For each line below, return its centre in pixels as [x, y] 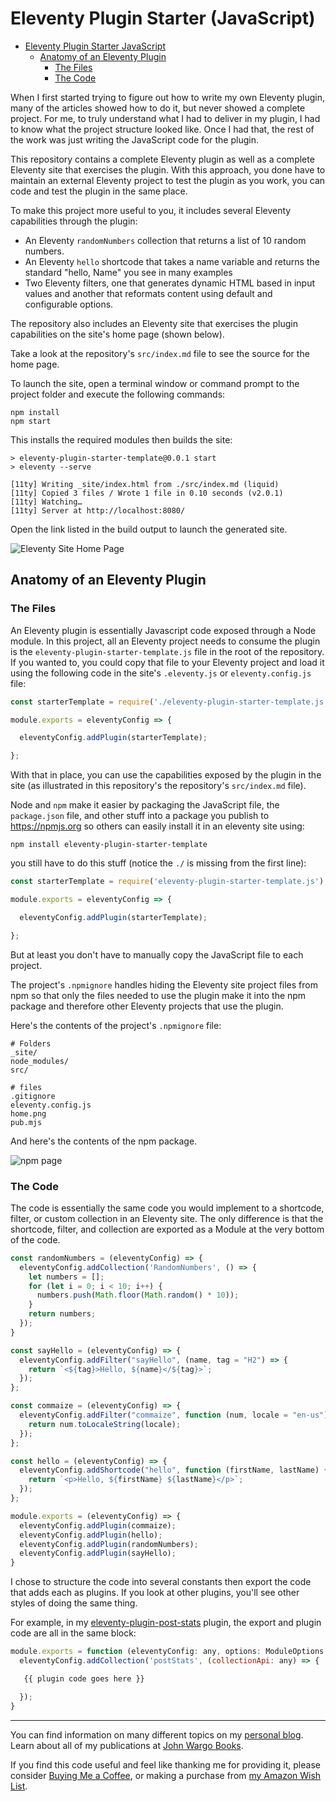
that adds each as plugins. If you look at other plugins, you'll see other [155, 1593]
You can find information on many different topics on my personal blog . [157, 1734]
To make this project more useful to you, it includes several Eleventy [151, 210]
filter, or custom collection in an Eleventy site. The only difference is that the [167, 1218]
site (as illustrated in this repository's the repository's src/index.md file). [158, 786]
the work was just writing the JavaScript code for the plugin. [134, 139]
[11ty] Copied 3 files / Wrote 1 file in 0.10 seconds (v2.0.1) [147, 493]
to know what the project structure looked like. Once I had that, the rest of [162, 129]
